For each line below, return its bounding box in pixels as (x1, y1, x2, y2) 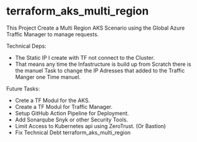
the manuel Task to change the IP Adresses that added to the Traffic (15, 66, 186, 74)
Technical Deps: (6, 42, 47, 50)
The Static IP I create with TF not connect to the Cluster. (15, 54, 155, 61)
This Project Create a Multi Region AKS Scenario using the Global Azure (6, 24, 186, 31)
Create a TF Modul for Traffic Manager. (15, 103, 113, 110)
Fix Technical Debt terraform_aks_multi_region (15, 129, 131, 136)
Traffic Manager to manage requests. (6, 30, 99, 37)
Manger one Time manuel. (15, 73, 81, 80)
